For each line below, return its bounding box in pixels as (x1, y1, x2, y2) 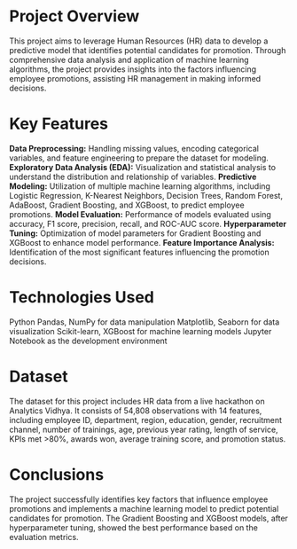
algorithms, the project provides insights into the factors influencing (9, 64, 257, 75)
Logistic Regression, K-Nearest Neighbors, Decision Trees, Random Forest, (9, 190, 284, 200)
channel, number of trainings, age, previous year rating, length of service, (9, 424, 278, 435)
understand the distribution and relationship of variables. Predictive (9, 171, 257, 182)
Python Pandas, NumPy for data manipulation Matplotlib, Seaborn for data (9, 317, 280, 327)
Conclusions (9, 464, 105, 484)
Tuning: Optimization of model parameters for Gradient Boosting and (9, 228, 262, 239)
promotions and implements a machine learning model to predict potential (9, 503, 279, 514)
